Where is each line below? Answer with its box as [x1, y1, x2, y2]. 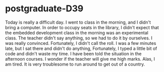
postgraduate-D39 [5, 3, 84, 14]
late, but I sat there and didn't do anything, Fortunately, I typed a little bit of [5, 45, 157, 51]
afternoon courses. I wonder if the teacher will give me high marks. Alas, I [5, 56, 155, 62]
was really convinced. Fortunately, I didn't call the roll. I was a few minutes [5, 40, 157, 46]
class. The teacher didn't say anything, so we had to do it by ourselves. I [5, 35, 153, 41]
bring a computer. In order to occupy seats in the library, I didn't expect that [5, 24, 159, 30]
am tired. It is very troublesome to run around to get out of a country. [5, 61, 145, 67]
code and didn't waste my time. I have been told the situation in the [5, 50, 142, 57]
